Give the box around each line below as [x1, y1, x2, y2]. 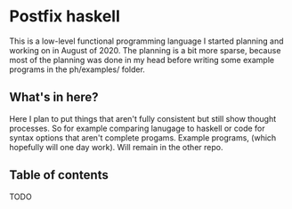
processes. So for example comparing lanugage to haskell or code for [9, 123, 265, 133]
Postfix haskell [9, 6, 120, 27]
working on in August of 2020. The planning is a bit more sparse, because [9, 44, 281, 55]
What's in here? [9, 90, 100, 105]
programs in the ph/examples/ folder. [9, 64, 145, 75]
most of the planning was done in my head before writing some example [9, 54, 274, 65]
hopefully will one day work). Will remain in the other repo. [9, 141, 223, 152]
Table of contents [9, 167, 109, 183]
